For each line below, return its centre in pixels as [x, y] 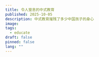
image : [12, 24]
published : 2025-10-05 [29, 14]
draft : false [19, 38]
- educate [20, 33]
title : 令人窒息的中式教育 [30, 10]
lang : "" [14, 47]
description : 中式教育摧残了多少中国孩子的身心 [49, 19]
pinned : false [20, 42]
